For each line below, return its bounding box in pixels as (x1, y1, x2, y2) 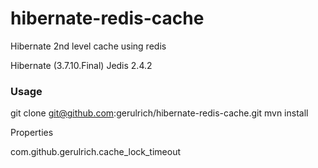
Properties (10, 127, 54, 139)
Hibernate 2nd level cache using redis (10, 40, 167, 52)
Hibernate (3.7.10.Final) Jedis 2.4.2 (10, 59, 153, 71)
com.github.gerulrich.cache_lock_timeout (10, 146, 181, 158)
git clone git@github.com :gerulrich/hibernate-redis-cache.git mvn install (10, 107, 309, 119)
